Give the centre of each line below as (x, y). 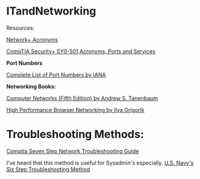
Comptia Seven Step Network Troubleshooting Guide (73, 151)
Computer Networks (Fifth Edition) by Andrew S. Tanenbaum (82, 98)
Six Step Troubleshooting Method (48, 169)
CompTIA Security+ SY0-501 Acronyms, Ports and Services (81, 51)
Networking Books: (31, 86)
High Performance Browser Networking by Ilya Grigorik (75, 109)
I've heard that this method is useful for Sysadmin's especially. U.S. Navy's (100, 163)
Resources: (20, 28)
